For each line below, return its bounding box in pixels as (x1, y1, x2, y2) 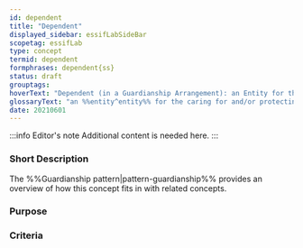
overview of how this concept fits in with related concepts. (9, 182, 227, 194)
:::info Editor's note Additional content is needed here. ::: (9, 130, 219, 141)
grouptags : (9, 80, 50, 89)
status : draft (9, 72, 63, 81)
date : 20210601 (9, 106, 67, 115)
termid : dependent (9, 55, 78, 64)
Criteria (9, 229, 43, 242)
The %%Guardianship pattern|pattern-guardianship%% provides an (9, 173, 263, 184)
